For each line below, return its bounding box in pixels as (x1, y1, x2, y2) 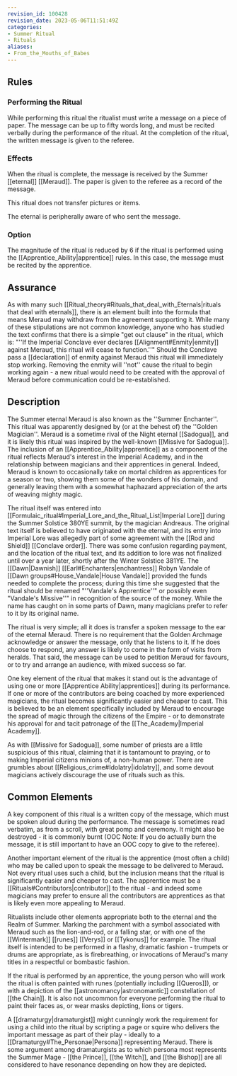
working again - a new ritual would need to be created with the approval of (7, 367, 225, 376)
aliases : (7, 43, 33, 50)
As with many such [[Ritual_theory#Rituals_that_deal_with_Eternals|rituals (7, 300, 221, 309)
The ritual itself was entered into (7, 503, 102, 512)
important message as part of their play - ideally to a (7, 1030, 161, 1038)
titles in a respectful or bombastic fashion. (7, 957, 130, 966)
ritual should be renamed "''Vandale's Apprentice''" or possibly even (7, 586, 207, 595)
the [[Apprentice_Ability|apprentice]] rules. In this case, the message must (7, 253, 224, 262)
